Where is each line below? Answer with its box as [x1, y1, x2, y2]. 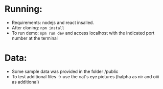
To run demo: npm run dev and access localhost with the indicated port [11, 30, 155, 36]
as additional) [11, 79, 40, 85]
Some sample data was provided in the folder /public [11, 68, 118, 74]
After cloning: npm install [11, 24, 65, 30]
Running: [4, 3, 43, 15]
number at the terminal [11, 35, 58, 41]
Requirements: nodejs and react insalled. [11, 20, 94, 25]
